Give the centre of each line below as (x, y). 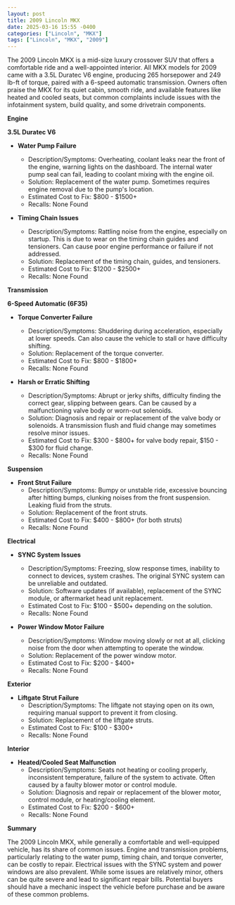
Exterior (19, 684)
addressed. (44, 254)
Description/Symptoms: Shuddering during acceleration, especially (125, 331)
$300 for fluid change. (61, 448)
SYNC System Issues (49, 555)
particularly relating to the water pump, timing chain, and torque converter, (115, 857)
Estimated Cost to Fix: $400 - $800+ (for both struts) (105, 520)
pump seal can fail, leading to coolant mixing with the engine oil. (121, 175)
